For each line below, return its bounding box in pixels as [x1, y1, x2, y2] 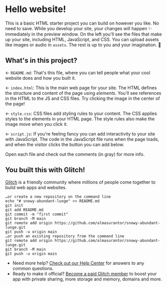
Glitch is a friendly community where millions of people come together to [5, 179, 156, 185]
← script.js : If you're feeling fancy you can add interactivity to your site [5, 130, 155, 136]
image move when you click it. [5, 121, 68, 127]
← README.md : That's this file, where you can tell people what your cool [5, 69, 150, 76]
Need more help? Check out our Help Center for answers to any [12, 260, 144, 266]
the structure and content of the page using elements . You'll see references [5, 90, 161, 96]
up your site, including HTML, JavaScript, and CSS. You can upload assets [5, 36, 159, 42]
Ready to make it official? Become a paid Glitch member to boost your [12, 270, 157, 276]
